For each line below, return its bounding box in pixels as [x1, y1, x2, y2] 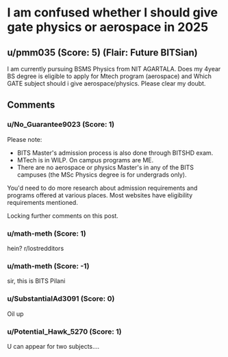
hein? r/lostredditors [7, 244, 64, 252]
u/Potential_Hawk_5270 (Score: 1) [7, 327, 122, 336]
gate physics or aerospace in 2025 [7, 19, 209, 35]
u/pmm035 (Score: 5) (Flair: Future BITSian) [7, 47, 198, 58]
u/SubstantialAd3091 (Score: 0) [7, 294, 115, 304]
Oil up [7, 310, 24, 318]
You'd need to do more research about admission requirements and [7, 184, 198, 192]
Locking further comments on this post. [7, 211, 118, 220]
